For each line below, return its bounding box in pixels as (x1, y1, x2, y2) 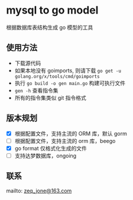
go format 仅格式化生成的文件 (14, 145, 87, 152)
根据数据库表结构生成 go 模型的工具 (6, 24, 93, 31)
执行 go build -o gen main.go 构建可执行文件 (14, 79, 126, 86)
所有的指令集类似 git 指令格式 (14, 94, 87, 101)
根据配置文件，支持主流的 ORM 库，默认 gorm (14, 130, 127, 137)
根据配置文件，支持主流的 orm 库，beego (14, 137, 116, 145)
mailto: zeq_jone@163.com (6, 187, 72, 194)
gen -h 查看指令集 (14, 87, 59, 94)
